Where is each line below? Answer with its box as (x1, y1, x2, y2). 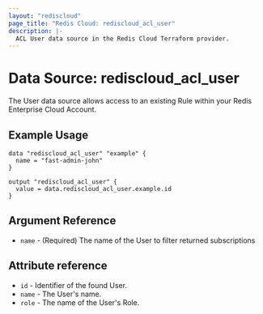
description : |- (8, 27, 63, 35)
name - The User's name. (19, 289, 102, 299)
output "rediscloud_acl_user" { (8, 178, 117, 186)
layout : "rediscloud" (8, 11, 82, 20)
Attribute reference (8, 259, 108, 273)
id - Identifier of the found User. (19, 280, 128, 290)
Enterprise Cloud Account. (8, 104, 97, 114)
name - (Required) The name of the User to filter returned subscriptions (19, 235, 256, 245)
